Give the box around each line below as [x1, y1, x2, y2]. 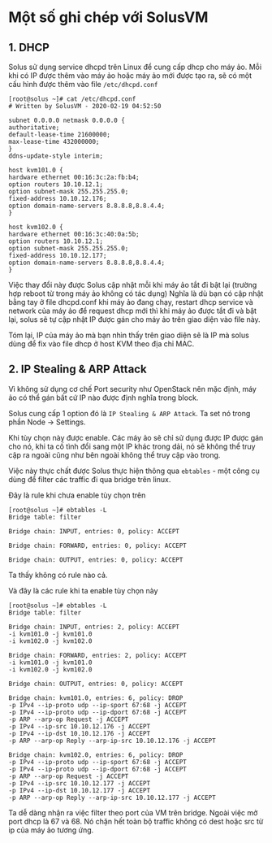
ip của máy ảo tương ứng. [8, 825, 94, 835]
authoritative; [8, 124, 60, 132]
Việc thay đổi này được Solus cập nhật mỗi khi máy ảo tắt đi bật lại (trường [8, 280, 257, 289]
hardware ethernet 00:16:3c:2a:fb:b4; [8, 173, 140, 181]
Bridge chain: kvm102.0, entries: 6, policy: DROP [8, 750, 183, 759]
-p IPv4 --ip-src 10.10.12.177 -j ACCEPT [8, 779, 151, 788]
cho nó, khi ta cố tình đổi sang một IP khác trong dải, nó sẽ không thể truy [8, 441, 256, 451]
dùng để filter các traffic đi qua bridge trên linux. [8, 474, 171, 484]
